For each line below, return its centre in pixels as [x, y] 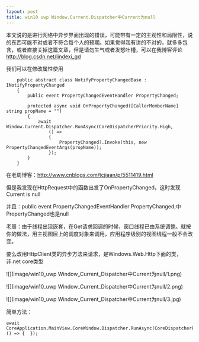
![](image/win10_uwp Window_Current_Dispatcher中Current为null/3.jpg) [94, 299]
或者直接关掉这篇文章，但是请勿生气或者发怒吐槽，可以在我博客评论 [99, 50]
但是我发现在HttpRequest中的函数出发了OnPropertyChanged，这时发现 [93, 187]
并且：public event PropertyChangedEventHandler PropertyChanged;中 [94, 206]
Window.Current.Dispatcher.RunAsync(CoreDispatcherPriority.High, [90, 126]
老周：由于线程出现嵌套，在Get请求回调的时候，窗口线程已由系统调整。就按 [99, 226]
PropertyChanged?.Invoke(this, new [103, 142]
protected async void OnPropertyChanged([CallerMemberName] [103, 106]
